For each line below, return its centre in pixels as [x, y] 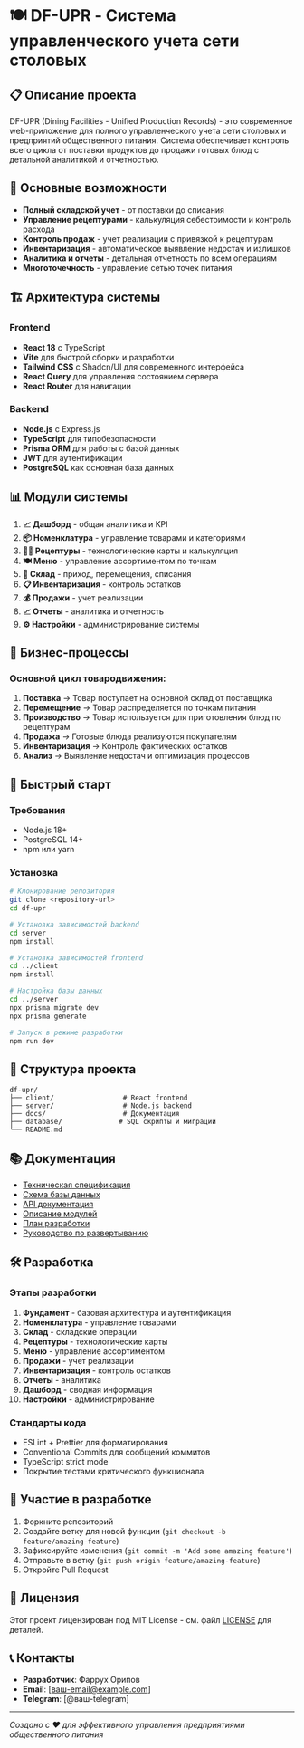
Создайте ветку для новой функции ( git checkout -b [124, 1531]
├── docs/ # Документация [95, 1114]
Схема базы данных [62, 1195]
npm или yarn [48, 849]
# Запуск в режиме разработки [66, 1032]
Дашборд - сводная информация [87, 1389]
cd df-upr [28, 908]
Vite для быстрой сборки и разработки [98, 357]
